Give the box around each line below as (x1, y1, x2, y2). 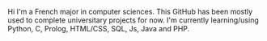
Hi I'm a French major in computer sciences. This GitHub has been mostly (7, 7, 253, 16)
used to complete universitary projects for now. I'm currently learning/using (7, 15, 260, 25)
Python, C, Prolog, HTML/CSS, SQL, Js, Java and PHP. (7, 24, 190, 33)
